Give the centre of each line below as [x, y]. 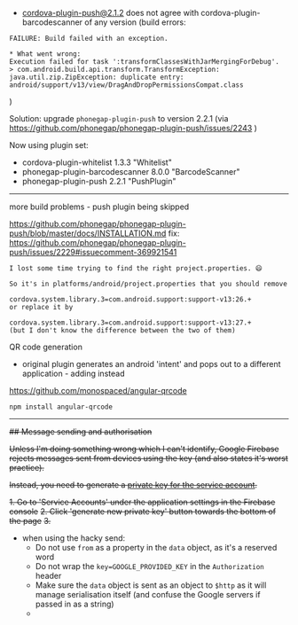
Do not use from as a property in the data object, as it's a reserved [156, 547]
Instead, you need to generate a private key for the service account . [133, 485]
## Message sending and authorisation [81, 432]
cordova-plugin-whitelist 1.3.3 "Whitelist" [97, 162]
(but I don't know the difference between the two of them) [123, 331]
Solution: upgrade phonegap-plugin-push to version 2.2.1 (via [119, 118]
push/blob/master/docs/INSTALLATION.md [88, 233]
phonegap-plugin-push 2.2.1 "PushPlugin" [99, 181]
